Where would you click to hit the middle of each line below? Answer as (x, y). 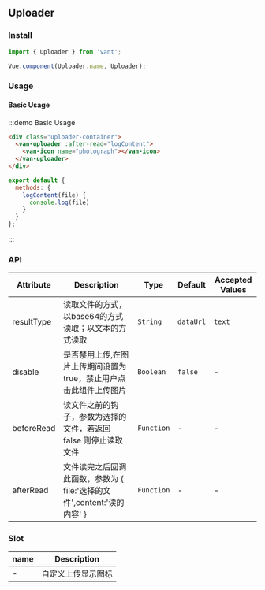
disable (26, 372)
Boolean (152, 372)
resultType (32, 322)
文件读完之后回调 (95, 467)
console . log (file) (59, 202)
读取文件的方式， (95, 305)
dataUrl (192, 322)
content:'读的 (100, 503)
